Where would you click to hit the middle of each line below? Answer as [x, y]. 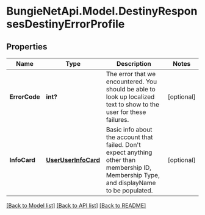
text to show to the [133, 104]
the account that [129, 137]
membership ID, [128, 167]
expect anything [129, 152]
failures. [117, 120]
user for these [126, 112]
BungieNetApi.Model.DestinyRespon [102, 11]
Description [134, 64]
